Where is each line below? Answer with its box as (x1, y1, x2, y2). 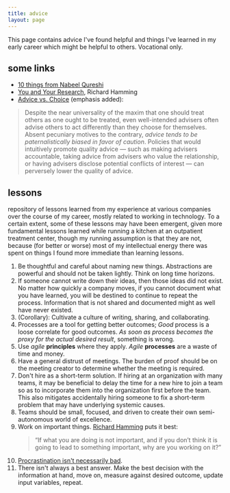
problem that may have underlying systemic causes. (17, 401, 166, 409)
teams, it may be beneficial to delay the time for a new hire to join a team (17, 379, 223, 387)
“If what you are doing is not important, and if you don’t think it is (34, 436, 218, 444)
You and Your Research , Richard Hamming (17, 88, 138, 96)
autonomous (17, 415, 53, 424)
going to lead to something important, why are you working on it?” (34, 444, 222, 452)
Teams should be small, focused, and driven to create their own (17, 408, 198, 416)
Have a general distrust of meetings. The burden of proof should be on (17, 357, 218, 365)
